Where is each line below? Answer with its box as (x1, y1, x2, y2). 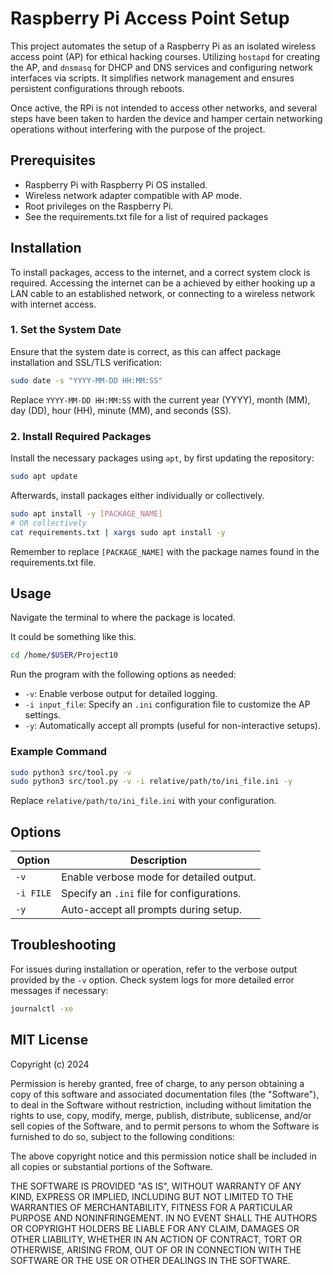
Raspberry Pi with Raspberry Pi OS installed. (24, 178, 208, 191)
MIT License (10, 1032, 89, 1049)
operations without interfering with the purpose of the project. (10, 123, 266, 135)
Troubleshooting (10, 937, 117, 954)
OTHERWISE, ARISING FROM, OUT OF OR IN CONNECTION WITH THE (10, 1243, 302, 1256)
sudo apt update (10, 472, 78, 482)
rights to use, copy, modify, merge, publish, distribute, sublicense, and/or (10, 1109, 312, 1121)
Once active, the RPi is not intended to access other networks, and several (10, 102, 318, 114)
